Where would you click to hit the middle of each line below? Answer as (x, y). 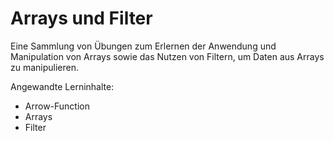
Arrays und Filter (81, 18)
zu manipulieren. (45, 67)
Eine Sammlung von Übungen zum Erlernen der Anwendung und (143, 46)
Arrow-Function (57, 106)
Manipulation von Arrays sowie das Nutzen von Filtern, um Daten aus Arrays (167, 56)
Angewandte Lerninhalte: (62, 86)
